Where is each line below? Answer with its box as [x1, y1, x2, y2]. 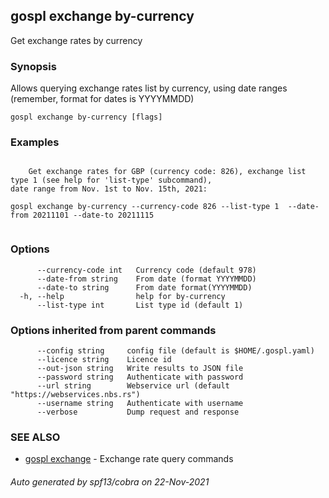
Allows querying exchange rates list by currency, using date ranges [10, 82, 288, 94]
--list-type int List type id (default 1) [36, 300, 244, 310]
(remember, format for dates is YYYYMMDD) [10, 93, 195, 105]
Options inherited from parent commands [10, 323, 217, 337]
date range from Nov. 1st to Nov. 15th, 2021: [10, 184, 208, 194]
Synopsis [10, 59, 57, 73]
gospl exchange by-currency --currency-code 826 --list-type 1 [10, 202, 280, 212]
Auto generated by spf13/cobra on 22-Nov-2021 [10, 475, 210, 488]
